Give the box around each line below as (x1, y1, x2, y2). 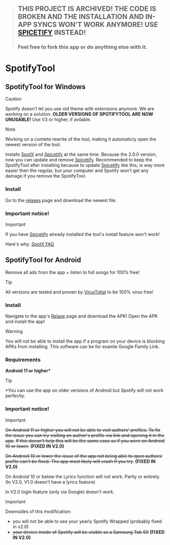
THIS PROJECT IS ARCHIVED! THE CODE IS (17, 5, 156, 13)
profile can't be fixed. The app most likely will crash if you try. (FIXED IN (5, 458, 156, 464)
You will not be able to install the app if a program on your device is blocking (5, 338, 165, 345)
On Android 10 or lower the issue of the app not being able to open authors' (5, 453, 163, 459)
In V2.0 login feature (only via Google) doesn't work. (5, 489, 115, 495)
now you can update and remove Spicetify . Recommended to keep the (5, 157, 153, 163)
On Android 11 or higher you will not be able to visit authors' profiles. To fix (5, 427, 161, 433)
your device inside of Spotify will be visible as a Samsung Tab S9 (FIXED (12, 529, 165, 535)
